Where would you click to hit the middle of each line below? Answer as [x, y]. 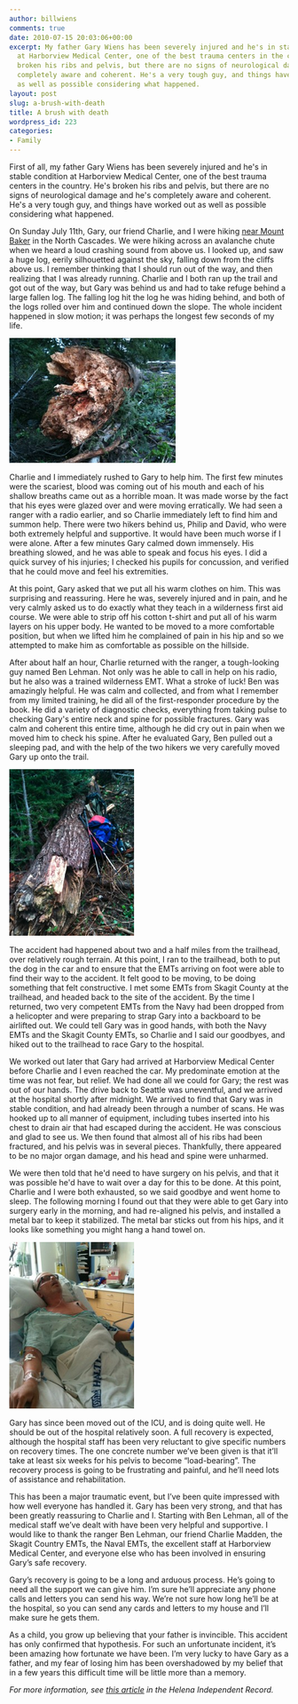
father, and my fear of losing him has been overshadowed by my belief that [146, 1663]
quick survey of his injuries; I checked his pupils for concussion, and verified [149, 562]
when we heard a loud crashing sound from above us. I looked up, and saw [146, 250]
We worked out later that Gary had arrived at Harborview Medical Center [142, 1062]
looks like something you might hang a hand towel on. [107, 1229]
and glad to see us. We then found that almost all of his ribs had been [136, 1137]
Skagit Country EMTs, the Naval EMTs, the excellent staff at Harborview [140, 1544]
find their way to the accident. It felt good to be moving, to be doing [133, 978]
